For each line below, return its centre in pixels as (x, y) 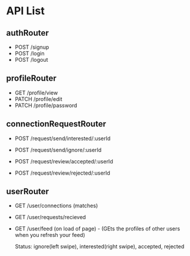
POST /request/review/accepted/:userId (64, 161)
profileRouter (31, 78)
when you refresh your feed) (50, 235)
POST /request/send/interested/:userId (63, 138)
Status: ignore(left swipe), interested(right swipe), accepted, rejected (99, 246)
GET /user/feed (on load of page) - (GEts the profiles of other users (97, 229)
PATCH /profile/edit (38, 99)
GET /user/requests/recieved (50, 217)
